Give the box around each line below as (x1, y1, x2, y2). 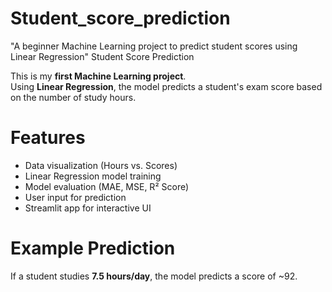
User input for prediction (24, 191, 127, 203)
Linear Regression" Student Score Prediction (10, 50, 195, 62)
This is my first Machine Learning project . (10, 70, 187, 82)
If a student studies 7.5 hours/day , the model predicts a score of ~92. (10, 270, 298, 282)
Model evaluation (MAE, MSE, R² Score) (24, 180, 190, 192)
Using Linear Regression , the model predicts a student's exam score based (10, 80, 323, 92)
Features (10, 127, 86, 149)
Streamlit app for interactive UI (24, 202, 152, 214)
